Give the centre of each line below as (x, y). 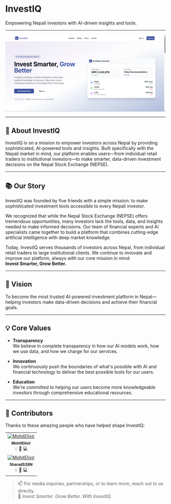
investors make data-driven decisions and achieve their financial (90, 302)
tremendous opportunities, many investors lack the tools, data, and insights (84, 221)
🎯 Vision (19, 285)
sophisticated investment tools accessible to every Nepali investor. (75, 206)
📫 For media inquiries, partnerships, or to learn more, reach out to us (91, 483)
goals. (12, 307)
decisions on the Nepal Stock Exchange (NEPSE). (57, 165)
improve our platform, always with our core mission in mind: (68, 258)
